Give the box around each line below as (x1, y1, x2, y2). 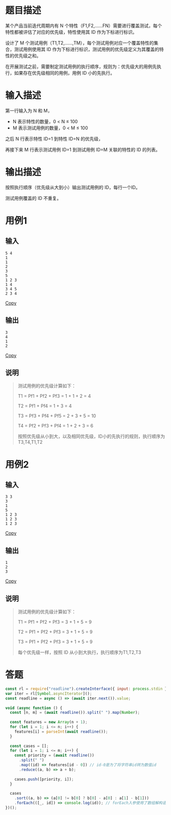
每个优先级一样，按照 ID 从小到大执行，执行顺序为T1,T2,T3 (17, 649, 141, 655)
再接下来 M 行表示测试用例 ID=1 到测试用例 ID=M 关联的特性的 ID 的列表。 (5, 146, 160, 152)
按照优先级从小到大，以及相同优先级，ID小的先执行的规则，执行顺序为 (17, 433, 165, 440)
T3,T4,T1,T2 (17, 439, 43, 445)
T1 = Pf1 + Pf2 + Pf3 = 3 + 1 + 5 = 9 (17, 619, 92, 625)
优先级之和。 (14, 52, 41, 59)
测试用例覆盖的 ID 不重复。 (5, 195, 62, 201)
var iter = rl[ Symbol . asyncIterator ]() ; (5, 691, 93, 696)
